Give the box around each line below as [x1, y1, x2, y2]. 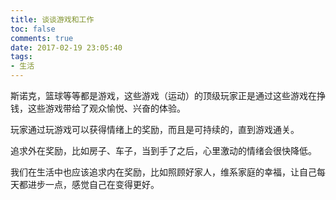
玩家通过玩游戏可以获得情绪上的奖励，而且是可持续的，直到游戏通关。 [10, 124, 300, 135]
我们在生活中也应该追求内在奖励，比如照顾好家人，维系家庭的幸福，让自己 [10, 166, 317, 178]
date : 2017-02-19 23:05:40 [10, 42, 123, 53]
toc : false [10, 24, 56, 34]
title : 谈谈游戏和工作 [10, 14, 95, 25]
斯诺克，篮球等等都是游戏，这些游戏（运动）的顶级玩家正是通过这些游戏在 [10, 90, 317, 101]
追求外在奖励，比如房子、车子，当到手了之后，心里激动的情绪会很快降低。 [10, 145, 317, 156]
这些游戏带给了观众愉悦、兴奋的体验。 [27, 102, 186, 114]
